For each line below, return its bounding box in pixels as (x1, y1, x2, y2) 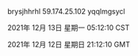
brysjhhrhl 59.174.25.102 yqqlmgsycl (7, 7, 125, 16)
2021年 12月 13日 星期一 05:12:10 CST (7, 23, 130, 32)
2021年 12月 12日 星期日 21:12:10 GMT (7, 39, 130, 49)
